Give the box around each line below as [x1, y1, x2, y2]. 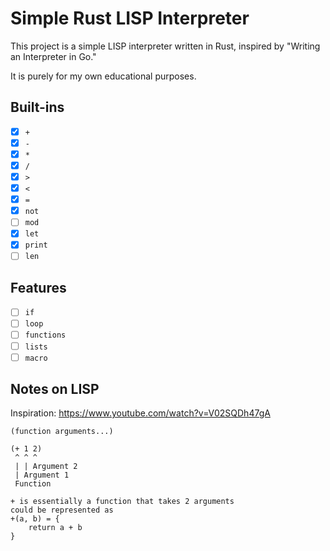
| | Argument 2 [14, 462, 78, 472]
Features [10, 279, 67, 296]
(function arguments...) [10, 427, 114, 437]
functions [24, 330, 67, 341]
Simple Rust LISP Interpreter [10, 7, 250, 30]
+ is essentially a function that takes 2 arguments [10, 497, 235, 507]
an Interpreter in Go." [10, 50, 97, 62]
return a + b [28, 523, 83, 533]
